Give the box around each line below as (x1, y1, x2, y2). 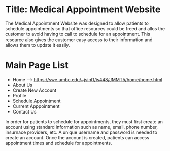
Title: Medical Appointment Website (5, 4, 161, 15)
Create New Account (12, 87, 57, 93)
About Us (12, 82, 33, 88)
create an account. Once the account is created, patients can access (5, 134, 150, 140)
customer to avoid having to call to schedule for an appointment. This (5, 31, 151, 37)
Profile (12, 92, 27, 98)
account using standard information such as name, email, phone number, (5, 124, 158, 130)
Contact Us (12, 108, 37, 115)
